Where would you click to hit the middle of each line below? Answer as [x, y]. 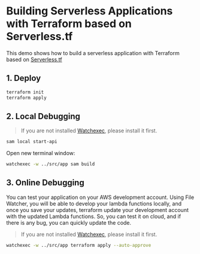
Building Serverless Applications [90, 11]
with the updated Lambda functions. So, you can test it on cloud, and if [94, 216]
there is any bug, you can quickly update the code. [69, 222]
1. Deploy [24, 78]
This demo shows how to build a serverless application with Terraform [93, 53]
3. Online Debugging [46, 183]
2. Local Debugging [43, 116]
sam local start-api [32, 142]
